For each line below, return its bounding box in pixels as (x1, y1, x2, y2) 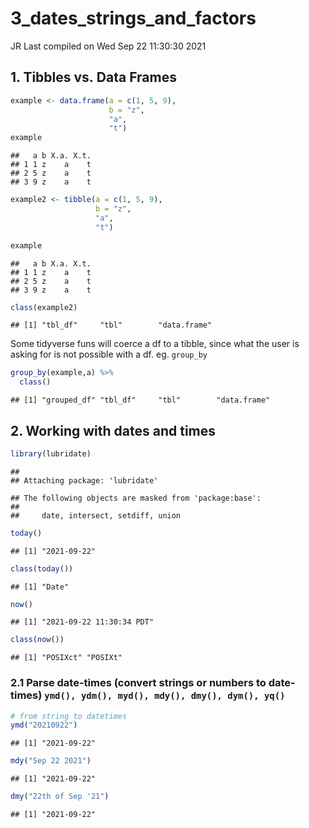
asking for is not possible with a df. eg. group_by (10, 348, 208, 361)
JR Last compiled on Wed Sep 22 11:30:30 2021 (10, 40, 207, 52)
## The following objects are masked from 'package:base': (10, 493, 262, 503)
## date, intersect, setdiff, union (10, 510, 182, 521)
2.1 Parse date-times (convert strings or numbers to (10, 676, 267, 690)
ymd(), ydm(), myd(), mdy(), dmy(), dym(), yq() (44, 690, 286, 702)
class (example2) (10, 302, 78, 312)
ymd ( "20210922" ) (10, 720, 78, 731)
